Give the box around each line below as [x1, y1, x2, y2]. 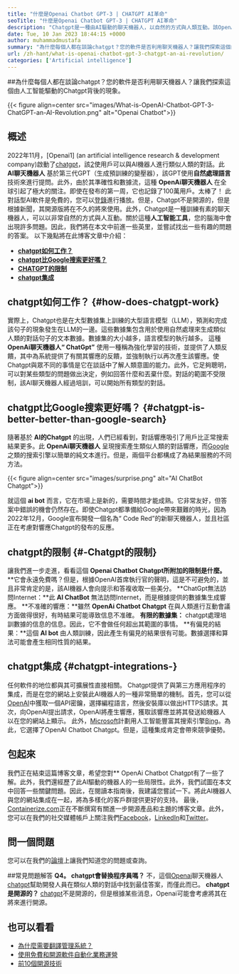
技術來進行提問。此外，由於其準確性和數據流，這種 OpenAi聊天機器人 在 [7, 178, 221, 186]
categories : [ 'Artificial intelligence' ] [7, 57, 132, 64]
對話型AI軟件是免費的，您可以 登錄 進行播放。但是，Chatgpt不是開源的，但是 [7, 196, 230, 204]
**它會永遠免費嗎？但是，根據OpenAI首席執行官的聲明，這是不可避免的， [7, 575, 223, 584]
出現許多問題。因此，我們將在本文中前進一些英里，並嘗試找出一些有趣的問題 [7, 222, 232, 230]
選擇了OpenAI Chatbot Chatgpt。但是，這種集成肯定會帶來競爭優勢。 [26, 725, 230, 734]
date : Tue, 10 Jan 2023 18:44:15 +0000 [7, 30, 126, 38]
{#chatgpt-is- [142, 401, 205, 414]
